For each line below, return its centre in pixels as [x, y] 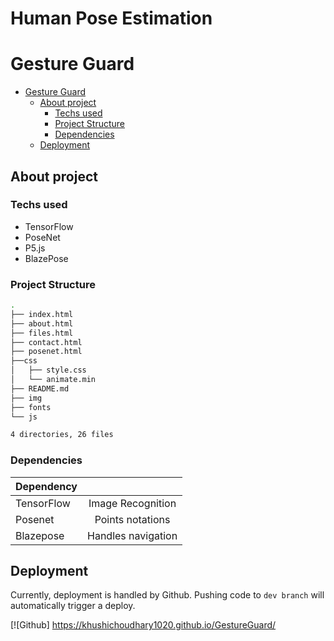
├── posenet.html [46, 352]
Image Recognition [132, 503]
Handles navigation [132, 535]
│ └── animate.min [53, 380]
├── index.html [42, 314]
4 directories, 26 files [62, 435]
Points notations [132, 519]
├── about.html [42, 323]
